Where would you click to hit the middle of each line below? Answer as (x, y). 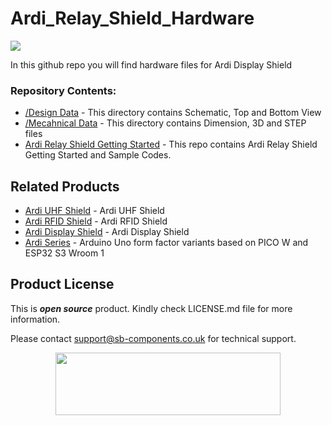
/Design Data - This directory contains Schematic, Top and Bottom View (173, 113)
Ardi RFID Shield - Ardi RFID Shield (96, 221)
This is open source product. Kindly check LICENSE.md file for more (151, 308)
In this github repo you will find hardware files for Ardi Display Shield (151, 64)
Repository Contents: (63, 90)
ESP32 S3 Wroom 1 (64, 253)
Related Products (65, 186)
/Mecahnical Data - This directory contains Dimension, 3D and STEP (165, 123)
